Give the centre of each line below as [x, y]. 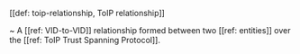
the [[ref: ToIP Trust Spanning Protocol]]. [85, 40]
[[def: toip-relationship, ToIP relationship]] [87, 13]
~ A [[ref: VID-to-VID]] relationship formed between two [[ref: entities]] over [150, 30]
